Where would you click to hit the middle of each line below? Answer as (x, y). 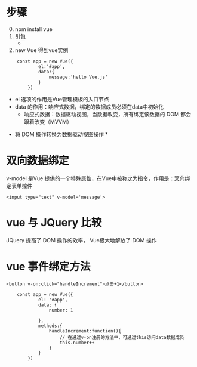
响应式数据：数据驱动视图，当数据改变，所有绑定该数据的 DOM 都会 (107, 114)
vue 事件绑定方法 (48, 267)
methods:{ (50, 326)
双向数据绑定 (38, 161)
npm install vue (33, 29)
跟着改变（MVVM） (48, 121)
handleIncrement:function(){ (85, 331)
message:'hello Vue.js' (79, 77)
